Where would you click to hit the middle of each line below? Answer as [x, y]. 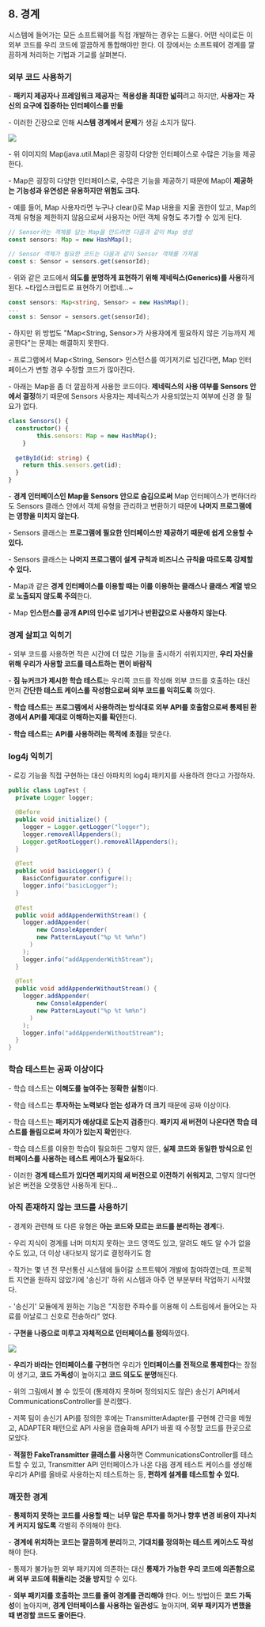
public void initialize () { [62, 820]
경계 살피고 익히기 [40, 635]
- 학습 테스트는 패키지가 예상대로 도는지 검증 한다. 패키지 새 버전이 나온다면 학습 [129, 1122]
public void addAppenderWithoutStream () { [86, 989]
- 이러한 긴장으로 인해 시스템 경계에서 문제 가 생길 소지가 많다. [102, 123]
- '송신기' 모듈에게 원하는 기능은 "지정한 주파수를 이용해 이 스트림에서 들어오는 [129, 1306]
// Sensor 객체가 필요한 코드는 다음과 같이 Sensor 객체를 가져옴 [103, 254]
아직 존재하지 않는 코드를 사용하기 [68, 1207]
